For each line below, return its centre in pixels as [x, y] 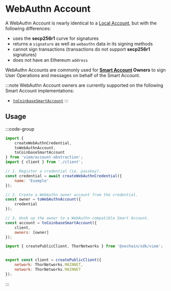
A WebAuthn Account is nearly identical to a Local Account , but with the [81, 23]
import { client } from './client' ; [44, 162]
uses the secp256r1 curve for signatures [56, 38]
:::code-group [20, 129]
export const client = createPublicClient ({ [53, 260]
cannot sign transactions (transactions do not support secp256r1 [81, 49]
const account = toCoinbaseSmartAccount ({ [51, 223]
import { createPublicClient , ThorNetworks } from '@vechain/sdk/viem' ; [84, 246]
